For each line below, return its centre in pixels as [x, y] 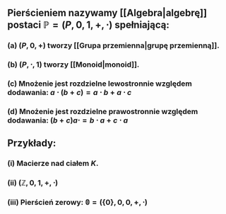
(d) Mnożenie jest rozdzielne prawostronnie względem [103, 112]
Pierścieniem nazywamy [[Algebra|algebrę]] [107, 13]
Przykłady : [32, 143]
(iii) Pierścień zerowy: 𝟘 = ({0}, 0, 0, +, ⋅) [78, 203]
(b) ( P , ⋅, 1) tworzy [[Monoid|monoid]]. [73, 64]
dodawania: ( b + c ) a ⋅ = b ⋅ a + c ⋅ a [68, 120]
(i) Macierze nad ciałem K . [53, 164]
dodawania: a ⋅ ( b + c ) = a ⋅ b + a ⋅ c [70, 93]
